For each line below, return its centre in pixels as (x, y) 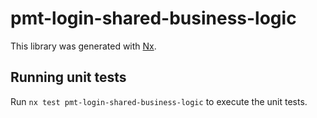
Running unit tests (68, 77)
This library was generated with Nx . (83, 46)
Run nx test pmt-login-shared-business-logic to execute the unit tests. (159, 101)
